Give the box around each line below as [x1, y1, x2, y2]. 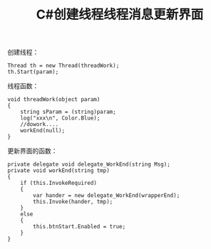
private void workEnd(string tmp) [7, 167, 110, 174]
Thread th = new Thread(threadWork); [7, 62, 120, 70]
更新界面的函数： [7, 147, 58, 155]
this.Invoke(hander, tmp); [33, 198, 113, 206]
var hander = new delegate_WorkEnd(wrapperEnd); [33, 192, 180, 199]
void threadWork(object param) [7, 96, 101, 103]
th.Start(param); [7, 68, 59, 75]
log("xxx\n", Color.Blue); [20, 115, 101, 122]
